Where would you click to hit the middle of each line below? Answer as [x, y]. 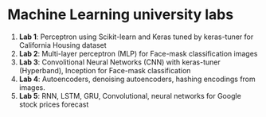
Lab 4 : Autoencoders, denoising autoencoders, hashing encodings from [137, 79]
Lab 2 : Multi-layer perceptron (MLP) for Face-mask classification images [138, 53]
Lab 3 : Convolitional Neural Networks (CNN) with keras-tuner [119, 62]
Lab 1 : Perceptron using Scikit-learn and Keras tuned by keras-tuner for [136, 37]
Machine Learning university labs [121, 15]
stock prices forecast [54, 104]
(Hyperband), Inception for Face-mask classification [105, 70]
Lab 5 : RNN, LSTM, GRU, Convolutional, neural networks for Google [130, 96]
